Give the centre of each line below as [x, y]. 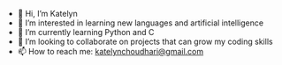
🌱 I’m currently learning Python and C [86, 32]
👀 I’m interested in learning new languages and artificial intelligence [140, 23]
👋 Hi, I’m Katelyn [47, 14]
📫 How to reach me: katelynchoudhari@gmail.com [111, 51]
